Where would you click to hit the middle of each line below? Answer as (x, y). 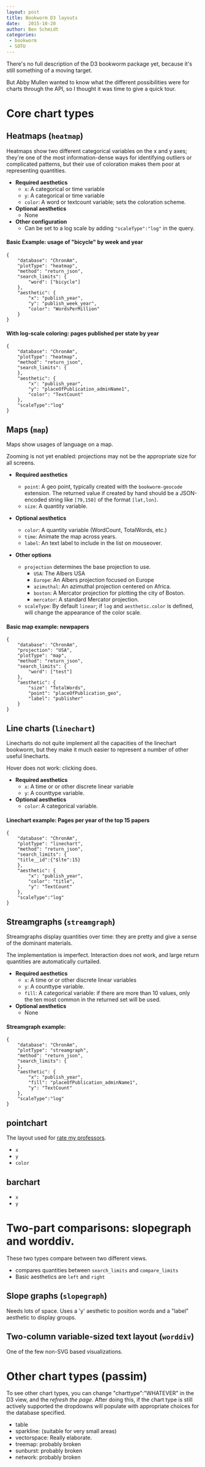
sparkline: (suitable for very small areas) (66, 1431)
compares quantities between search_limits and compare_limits (97, 1270)
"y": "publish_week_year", (63, 304)
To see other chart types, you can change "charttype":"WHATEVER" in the (100, 1393)
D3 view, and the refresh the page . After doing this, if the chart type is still (99, 1400)
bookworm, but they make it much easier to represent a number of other (97, 749)
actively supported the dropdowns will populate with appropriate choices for (102, 1406)
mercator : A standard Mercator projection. (86, 600)
